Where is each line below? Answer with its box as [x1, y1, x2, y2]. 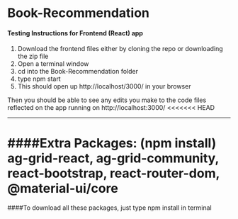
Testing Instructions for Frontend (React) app [7, 28, 144, 37]
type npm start [17, 74, 62, 83]
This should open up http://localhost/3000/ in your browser [17, 82, 191, 91]
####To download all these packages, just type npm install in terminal [7, 203, 212, 212]
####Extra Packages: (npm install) [7, 135, 217, 151]
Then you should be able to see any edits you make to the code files [7, 96, 207, 104]
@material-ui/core [7, 180, 118, 196]
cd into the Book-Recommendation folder [17, 67, 139, 76]
